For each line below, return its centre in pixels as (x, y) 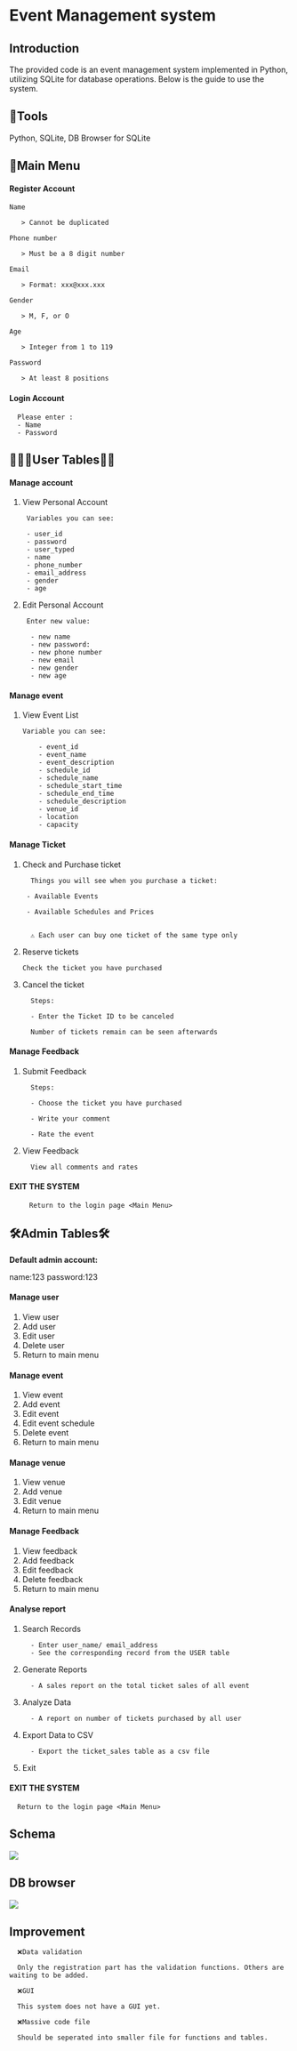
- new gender (55, 668)
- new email (52, 660)
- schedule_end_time (76, 794)
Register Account (42, 189)
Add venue (42, 1492)
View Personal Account (65, 503)
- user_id (44, 535)
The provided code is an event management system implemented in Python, (149, 69)
